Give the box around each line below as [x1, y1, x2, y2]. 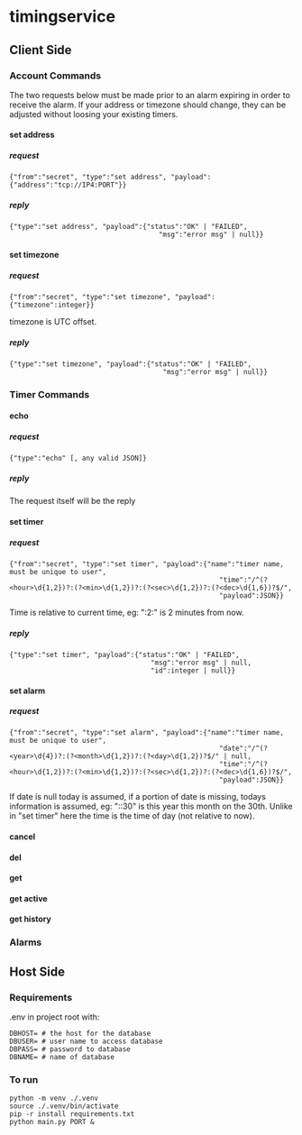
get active [9, 892, 48, 903]
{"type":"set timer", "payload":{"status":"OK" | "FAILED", [9, 650, 241, 659]
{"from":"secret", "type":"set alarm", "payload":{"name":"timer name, [9, 728, 284, 737]
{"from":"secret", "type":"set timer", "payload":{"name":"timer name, [9, 559, 284, 569]
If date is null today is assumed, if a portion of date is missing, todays [9, 792, 266, 802]
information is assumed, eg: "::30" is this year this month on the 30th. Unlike [9, 801, 293, 812]
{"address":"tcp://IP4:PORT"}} [9, 180, 127, 190]
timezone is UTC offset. [9, 316, 97, 326]
